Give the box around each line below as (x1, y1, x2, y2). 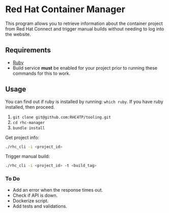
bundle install (12, 126, 45, 131)
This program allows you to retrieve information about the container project (5, 20, 163, 26)
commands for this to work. (12, 70, 71, 76)
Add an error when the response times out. (12, 187, 103, 193)
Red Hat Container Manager (5, 4, 126, 15)
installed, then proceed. (5, 104, 55, 110)
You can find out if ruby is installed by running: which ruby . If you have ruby (5, 98, 164, 105)
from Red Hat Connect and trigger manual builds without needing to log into (5, 25, 164, 32)
